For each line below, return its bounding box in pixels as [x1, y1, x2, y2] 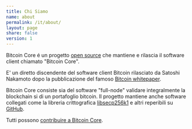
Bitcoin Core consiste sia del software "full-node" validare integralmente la [6, 87, 186, 93]
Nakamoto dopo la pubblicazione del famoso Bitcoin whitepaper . [6, 75, 162, 82]
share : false [6, 30, 38, 36]
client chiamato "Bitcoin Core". [6, 58, 80, 65]
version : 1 [6, 36, 33, 41]
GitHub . [6, 106, 25, 112]
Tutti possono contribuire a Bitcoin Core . [6, 117, 103, 123]
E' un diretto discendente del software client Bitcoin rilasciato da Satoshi [6, 69, 180, 76]
